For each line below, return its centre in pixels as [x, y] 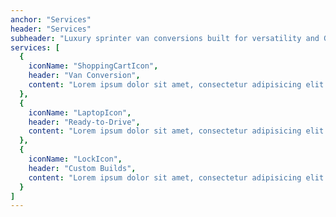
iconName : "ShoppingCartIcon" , [93, 66]
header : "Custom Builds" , [82, 168]
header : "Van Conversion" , [84, 76]
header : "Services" [51, 29]
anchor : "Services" [51, 19]
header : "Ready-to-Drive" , [84, 122]
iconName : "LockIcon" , [75, 159]
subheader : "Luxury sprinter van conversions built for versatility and [165, 38]
